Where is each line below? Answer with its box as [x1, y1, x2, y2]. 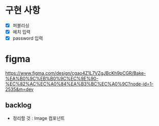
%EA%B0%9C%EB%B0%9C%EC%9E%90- [5, 76, 99, 82]
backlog [5, 101, 32, 110]
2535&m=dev [5, 86, 34, 92]
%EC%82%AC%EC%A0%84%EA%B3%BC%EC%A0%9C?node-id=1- [5, 81, 154, 87]
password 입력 [12, 35, 43, 41]
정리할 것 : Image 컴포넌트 [12, 115, 65, 121]
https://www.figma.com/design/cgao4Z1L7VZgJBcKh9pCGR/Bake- [5, 70, 146, 76]
